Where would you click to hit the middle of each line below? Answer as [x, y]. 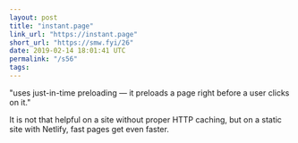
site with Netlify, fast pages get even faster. [89, 129]
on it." [20, 102]
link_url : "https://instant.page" [74, 34]
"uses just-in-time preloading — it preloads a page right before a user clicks [149, 93]
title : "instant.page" [51, 26]
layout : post [34, 17]
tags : [19, 68]
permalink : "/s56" [43, 59]
